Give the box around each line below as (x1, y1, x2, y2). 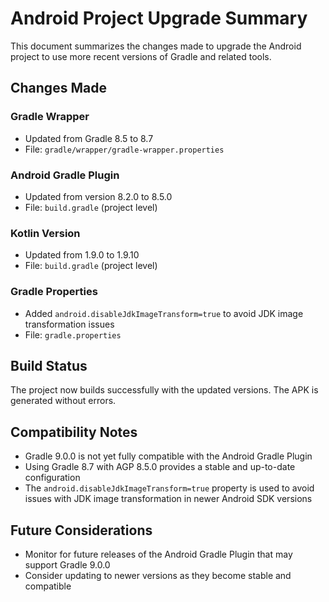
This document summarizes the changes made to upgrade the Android (10, 40, 302, 52)
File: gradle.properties (24, 328, 122, 341)
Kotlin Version (10, 226, 81, 240)
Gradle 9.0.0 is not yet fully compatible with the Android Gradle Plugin (24, 450, 313, 462)
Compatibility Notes (10, 423, 138, 441)
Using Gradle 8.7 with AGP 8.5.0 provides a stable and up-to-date (24, 461, 296, 473)
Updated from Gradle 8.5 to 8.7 (24, 132, 154, 144)
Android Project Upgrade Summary (10, 7, 308, 30)
